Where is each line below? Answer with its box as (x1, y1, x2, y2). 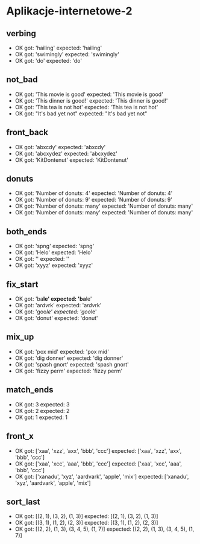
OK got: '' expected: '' (14, 255, 70, 263)
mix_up (6, 332, 34, 342)
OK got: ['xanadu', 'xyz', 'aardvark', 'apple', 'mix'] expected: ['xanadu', (14, 473, 189, 480)
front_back (6, 127, 48, 138)
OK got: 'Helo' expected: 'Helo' (14, 249, 92, 256)
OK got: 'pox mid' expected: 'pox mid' (14, 348, 110, 355)
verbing (6, 28, 36, 39)
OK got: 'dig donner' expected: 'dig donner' (14, 354, 123, 362)
